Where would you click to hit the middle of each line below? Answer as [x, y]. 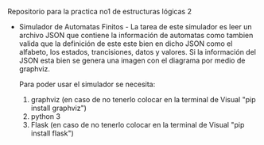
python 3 [46, 116]
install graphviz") [58, 108]
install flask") [52, 133]
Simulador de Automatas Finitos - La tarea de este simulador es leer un [135, 27]
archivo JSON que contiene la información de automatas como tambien [136, 35]
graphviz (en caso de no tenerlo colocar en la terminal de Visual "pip [143, 99]
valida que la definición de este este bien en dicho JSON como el [126, 44]
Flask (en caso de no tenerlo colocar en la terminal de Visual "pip [138, 125]
